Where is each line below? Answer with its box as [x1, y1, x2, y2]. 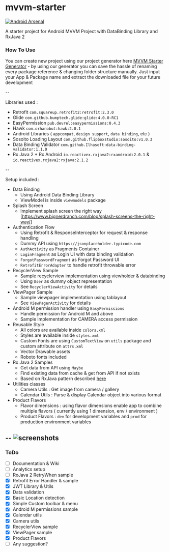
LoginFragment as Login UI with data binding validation [20, 251, 134, 257]
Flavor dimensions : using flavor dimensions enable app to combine [20, 402, 162, 409]
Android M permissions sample [12, 506, 78, 512]
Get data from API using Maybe [20, 365, 83, 371]
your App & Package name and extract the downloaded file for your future [5, 74, 161, 80]
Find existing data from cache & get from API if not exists [20, 370, 140, 376]
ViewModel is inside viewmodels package [20, 197, 106, 204]
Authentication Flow [12, 224, 55, 230]
